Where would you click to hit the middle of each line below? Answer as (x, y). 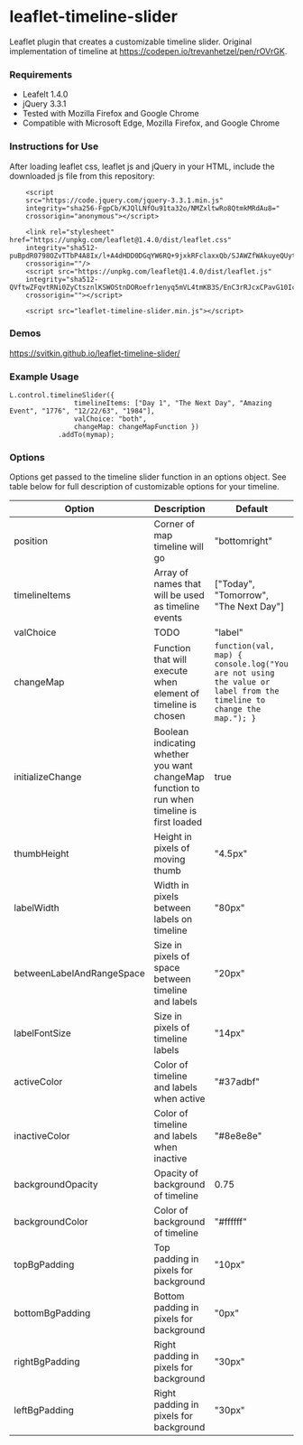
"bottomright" (243, 541)
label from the (247, 691)
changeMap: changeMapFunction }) (137, 427)
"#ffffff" (231, 1222)
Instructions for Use (54, 146)
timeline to (240, 700)
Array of (171, 573)
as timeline (177, 607)
